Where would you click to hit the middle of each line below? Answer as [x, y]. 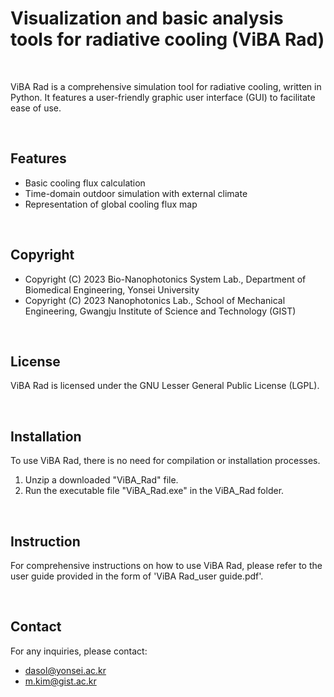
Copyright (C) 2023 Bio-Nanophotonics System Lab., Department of [165, 279]
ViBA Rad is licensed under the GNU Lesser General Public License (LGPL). [165, 386]
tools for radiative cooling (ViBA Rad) [167, 39]
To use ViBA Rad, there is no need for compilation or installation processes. [165, 461]
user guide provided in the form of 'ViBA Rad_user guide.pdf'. [137, 576]
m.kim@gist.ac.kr [60, 681]
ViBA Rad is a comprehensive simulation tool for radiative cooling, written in [166, 86]
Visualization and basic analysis [147, 18]
